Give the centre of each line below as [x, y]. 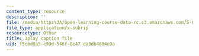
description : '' [26, 17]
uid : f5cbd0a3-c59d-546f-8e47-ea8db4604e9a [61, 44]
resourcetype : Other [32, 33]
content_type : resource [36, 11]
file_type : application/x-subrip [47, 28]
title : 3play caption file [39, 38]
